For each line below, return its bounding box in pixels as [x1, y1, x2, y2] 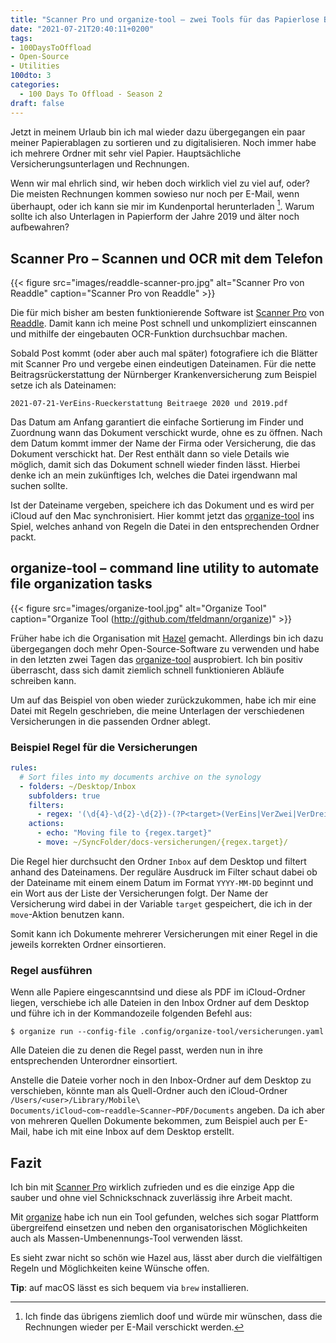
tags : [10, 33, 33, 43]
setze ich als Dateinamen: [10, 379, 117, 391]
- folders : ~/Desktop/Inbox [19, 781, 137, 791]
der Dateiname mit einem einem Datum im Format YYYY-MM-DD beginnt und [10, 876, 314, 888]
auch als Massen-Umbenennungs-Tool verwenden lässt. [10, 1232, 243, 1245]
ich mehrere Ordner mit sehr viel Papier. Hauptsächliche [10, 147, 242, 159]
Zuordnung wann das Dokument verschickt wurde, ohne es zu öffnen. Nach [10, 426, 323, 438]
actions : [28, 819, 65, 829]
